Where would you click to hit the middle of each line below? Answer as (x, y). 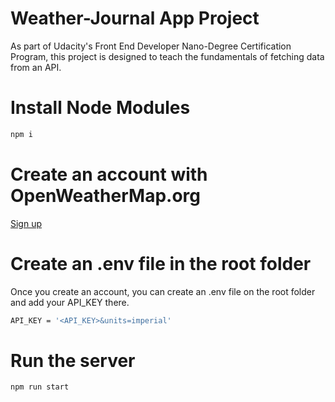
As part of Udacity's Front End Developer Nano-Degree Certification (151, 46)
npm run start (40, 387)
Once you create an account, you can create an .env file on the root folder (163, 291)
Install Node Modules (100, 108)
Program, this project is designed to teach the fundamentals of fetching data (167, 56)
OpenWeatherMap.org (105, 195)
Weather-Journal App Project (135, 18)
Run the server (73, 360)
